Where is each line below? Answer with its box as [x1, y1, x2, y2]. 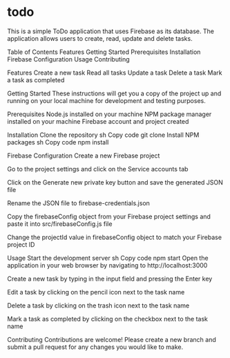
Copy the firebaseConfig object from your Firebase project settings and [7, 212, 211, 220]
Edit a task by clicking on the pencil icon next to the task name [7, 288, 185, 296]
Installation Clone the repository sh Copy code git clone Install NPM [7, 131, 200, 139]
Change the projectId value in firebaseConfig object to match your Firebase [7, 233, 222, 241]
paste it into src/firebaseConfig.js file [7, 219, 113, 228]
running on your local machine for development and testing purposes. [7, 96, 206, 104]
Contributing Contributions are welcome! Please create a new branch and [7, 335, 216, 343]
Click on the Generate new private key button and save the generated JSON [7, 178, 223, 187]
